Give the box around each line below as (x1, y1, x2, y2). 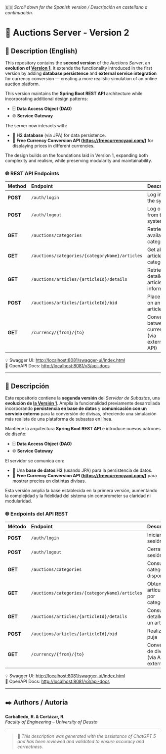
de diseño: (5, 431, 27, 437)
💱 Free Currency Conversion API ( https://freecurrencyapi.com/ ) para (12, 473, 157, 479)
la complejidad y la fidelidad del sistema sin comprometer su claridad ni (5, 493, 151, 499)
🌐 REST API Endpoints (5, 170, 59, 177)
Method (7, 183, 27, 190)
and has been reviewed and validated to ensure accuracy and (17, 739, 144, 745)
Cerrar (147, 546, 163, 553)
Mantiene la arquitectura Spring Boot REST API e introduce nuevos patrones (5, 426, 161, 432)
